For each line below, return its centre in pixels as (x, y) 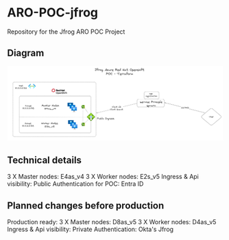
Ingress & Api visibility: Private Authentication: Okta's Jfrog (90, 229)
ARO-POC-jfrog (52, 13)
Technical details (45, 160)
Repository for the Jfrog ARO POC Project (66, 32)
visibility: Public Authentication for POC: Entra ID (75, 184)
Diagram (26, 53)
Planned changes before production (86, 205)
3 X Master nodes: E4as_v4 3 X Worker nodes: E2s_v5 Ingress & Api (103, 177)
